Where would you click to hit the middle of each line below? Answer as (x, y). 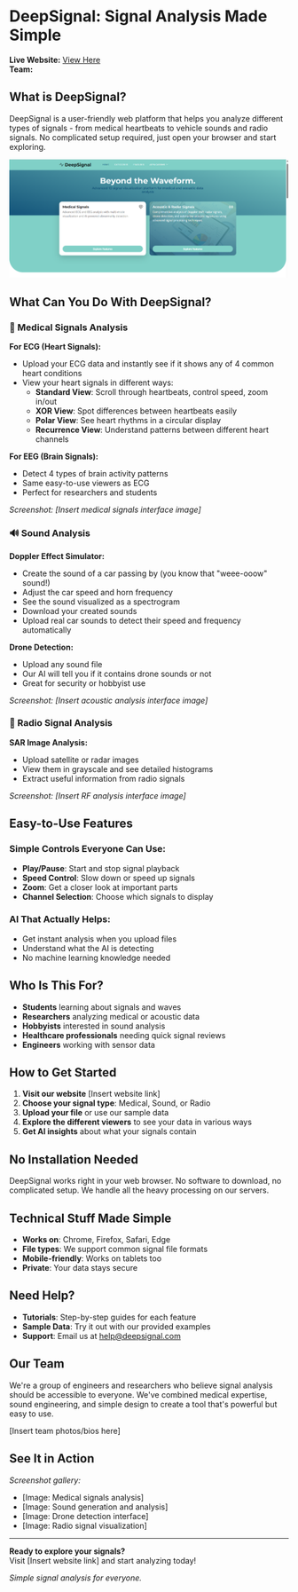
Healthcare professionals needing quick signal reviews (124, 1035)
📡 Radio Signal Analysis (61, 723)
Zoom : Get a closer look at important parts (100, 887)
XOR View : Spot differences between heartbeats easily (136, 411)
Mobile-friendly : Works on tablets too (92, 1258)
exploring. (27, 146)
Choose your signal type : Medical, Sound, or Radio (116, 1103)
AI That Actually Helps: (60, 919)
